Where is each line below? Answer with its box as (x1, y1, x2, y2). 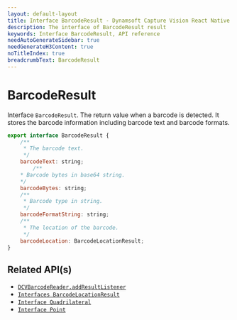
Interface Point (17, 307, 66, 314)
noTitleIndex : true (7, 50, 65, 57)
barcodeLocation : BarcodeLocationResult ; (20, 237, 144, 245)
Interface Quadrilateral (17, 299, 92, 306)
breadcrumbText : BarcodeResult (7, 57, 100, 64)
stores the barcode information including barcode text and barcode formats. (7, 118, 230, 126)
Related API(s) (7, 263, 72, 275)
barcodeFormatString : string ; (20, 211, 110, 219)
